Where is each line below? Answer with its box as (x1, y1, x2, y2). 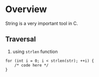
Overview (5, 4, 47, 15)
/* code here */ (14, 62, 49, 68)
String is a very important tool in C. (5, 20, 78, 26)
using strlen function (12, 48, 58, 54)
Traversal (5, 35, 36, 44)
